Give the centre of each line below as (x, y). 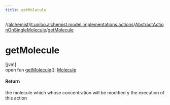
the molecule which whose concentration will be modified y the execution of (85, 92)
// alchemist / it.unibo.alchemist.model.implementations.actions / (70, 24)
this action (16, 98)
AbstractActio (149, 24)
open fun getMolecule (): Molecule (41, 69)
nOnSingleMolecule (26, 30)
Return (13, 81)
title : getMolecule (26, 10)
